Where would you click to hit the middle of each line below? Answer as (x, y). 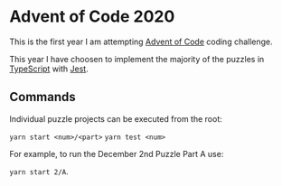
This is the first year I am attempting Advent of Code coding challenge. (141, 42)
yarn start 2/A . (39, 171)
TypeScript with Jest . (49, 69)
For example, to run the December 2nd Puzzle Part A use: (117, 153)
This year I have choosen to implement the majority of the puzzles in (137, 59)
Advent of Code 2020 (92, 17)
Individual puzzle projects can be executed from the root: (116, 118)
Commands (43, 97)
